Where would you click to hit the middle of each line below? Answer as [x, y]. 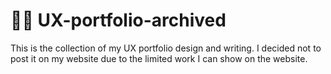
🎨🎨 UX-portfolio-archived [118, 20]
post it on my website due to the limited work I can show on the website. [159, 58]
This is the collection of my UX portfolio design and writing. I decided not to [166, 48]
